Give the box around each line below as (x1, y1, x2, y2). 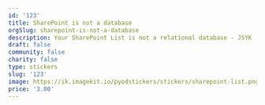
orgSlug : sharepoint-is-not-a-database (8, 26, 140, 34)
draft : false (8, 41, 51, 49)
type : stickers (8, 63, 58, 71)
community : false (8, 48, 65, 56)
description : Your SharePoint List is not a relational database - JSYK (8, 33, 252, 42)
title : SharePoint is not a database (8, 19, 132, 27)
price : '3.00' (8, 84, 55, 93)
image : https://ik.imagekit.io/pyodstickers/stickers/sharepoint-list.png (8, 77, 259, 85)
